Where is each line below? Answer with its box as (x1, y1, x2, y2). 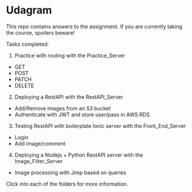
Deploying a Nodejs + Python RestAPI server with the (14, 151, 143, 159)
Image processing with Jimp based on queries (14, 169, 126, 176)
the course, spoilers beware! (6, 29, 75, 36)
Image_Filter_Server (14, 157, 63, 164)
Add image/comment (14, 140, 66, 147)
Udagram (6, 4, 52, 17)
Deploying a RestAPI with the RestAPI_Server (14, 93, 124, 100)
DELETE (14, 82, 35, 89)
